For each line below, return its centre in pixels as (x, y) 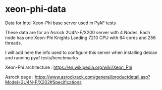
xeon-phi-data (36, 9)
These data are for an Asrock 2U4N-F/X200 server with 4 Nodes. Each (78, 32)
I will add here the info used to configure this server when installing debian (81, 52)
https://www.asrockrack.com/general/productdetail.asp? (92, 77)
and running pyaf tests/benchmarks (42, 57)
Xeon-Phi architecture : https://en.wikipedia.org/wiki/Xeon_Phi (69, 67)
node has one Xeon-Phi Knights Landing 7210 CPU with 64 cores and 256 (81, 38)
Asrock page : (19, 77)
